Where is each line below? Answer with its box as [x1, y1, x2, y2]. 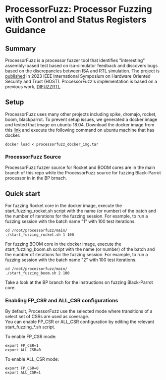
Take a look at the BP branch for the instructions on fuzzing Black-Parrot [5, 279, 153, 285]
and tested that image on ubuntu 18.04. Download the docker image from [5, 121, 155, 127]
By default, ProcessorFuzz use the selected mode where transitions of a [5, 308, 153, 314]
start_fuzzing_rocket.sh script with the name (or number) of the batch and [5, 208, 156, 214]
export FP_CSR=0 [5, 366, 39, 371]
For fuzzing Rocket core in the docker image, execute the [5, 202, 122, 209]
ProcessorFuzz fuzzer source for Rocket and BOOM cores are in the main [5, 164, 155, 170]
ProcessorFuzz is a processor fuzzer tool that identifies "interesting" [5, 57, 145, 63]
